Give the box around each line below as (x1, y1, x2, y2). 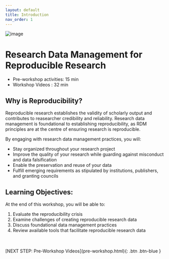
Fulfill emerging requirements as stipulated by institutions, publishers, (12, 167, 159, 174)
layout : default (5, 7, 40, 13)
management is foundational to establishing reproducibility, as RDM (5, 121, 147, 127)
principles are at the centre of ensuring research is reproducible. (5, 126, 141, 132)
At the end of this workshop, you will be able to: (5, 201, 105, 207)
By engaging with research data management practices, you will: (5, 136, 142, 142)
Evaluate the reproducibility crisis (12, 211, 83, 217)
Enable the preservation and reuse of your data (12, 162, 112, 168)
